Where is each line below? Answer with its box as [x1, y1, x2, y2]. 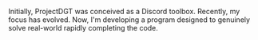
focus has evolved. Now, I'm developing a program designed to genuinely [8, 15, 250, 24]
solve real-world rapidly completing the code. [8, 24, 158, 32]
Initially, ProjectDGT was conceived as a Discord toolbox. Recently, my [8, 7, 240, 16]
